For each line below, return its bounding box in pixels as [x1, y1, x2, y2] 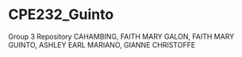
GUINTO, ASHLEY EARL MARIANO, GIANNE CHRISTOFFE [8, 40, 196, 49]
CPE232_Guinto [8, 6, 114, 24]
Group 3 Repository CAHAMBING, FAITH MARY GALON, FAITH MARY [8, 32, 235, 41]
